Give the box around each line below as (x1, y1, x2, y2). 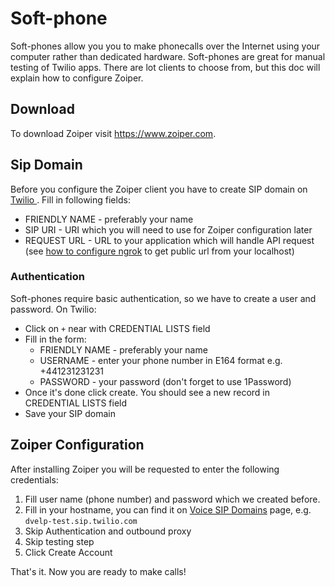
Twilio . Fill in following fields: (10, 193, 131, 206)
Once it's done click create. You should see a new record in (24, 386, 270, 398)
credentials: (10, 473, 59, 486)
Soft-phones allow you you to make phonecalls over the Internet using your (10, 40, 321, 52)
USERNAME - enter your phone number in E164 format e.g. (39, 354, 283, 366)
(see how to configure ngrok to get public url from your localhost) (24, 245, 295, 257)
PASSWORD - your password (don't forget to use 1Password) (39, 375, 292, 387)
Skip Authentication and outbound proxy (24, 525, 192, 537)
